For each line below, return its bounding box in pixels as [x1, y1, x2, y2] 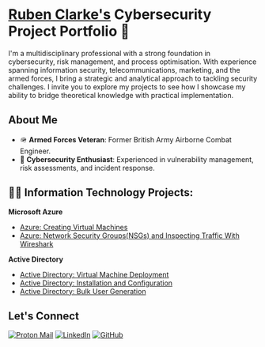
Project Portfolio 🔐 [8, 22, 131, 40]
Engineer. [19, 146, 51, 156]
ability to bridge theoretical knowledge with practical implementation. [8, 90, 234, 100]
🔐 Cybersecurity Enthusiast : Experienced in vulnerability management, [19, 154, 255, 164]
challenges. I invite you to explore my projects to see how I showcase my [8, 81, 246, 92]
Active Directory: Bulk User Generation [19, 286, 146, 296]
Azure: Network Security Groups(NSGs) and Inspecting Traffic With [19, 231, 240, 240]
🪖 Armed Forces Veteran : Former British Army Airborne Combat [19, 134, 232, 144]
